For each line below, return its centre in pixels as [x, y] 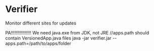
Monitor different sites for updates [41, 23]
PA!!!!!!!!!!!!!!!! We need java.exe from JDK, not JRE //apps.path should [77, 32]
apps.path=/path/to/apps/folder [38, 43]
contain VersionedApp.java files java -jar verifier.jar [59, 38]
